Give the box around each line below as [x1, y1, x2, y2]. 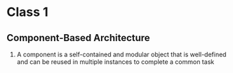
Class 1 [6, 4, 48, 20]
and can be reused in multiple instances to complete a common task [16, 58, 215, 66]
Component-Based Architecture [6, 32, 150, 44]
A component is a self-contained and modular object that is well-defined [16, 50, 227, 58]
